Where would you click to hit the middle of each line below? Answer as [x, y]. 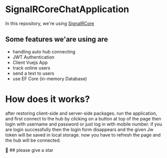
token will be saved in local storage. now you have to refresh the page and [83, 135]
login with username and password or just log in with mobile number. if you [84, 124]
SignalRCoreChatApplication [67, 9]
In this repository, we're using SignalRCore [50, 23]
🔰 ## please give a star [29, 150]
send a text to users [33, 73]
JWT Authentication [34, 57]
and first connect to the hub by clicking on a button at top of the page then [83, 118]
